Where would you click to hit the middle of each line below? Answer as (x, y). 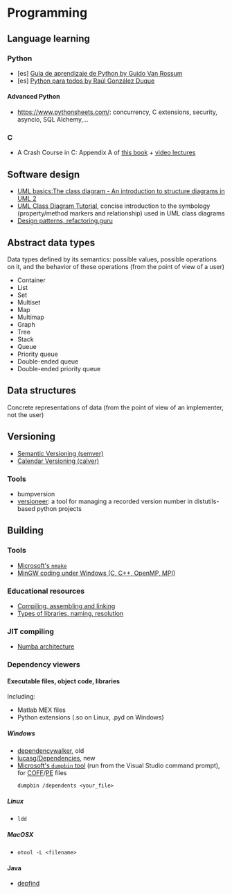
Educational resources (46, 591)
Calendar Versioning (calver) (58, 461)
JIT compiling (30, 631)
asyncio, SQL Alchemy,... (53, 120)
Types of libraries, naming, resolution (70, 613)
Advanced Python (34, 97)
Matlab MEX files (41, 710)
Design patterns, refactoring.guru (65, 221)
